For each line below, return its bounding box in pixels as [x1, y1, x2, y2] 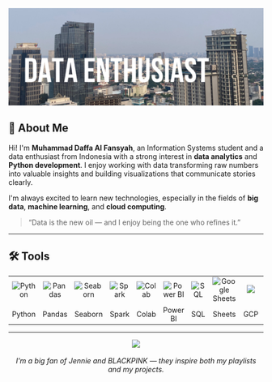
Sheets [212, 309, 236, 320]
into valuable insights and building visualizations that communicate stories [8, 169, 257, 178]
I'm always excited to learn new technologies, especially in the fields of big [8, 193, 259, 203]
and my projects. [108, 365, 164, 375]
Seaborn [74, 309, 104, 320]
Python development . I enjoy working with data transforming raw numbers [8, 160, 259, 170]
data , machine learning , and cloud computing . [8, 201, 168, 211]
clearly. [8, 177, 33, 187]
